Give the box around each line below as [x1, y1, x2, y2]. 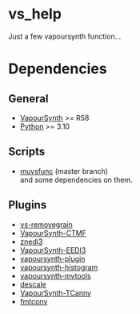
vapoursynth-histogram [19, 262, 98, 272]
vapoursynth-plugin [19, 254, 86, 263]
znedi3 [19, 237, 43, 246]
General [8, 92, 50, 105]
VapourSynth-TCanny [19, 287, 92, 298]
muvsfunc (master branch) [19, 166, 109, 176]
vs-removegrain [19, 219, 74, 229]
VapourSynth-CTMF [19, 228, 86, 238]
